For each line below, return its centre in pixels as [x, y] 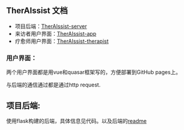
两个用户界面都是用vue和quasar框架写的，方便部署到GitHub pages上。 [93, 72]
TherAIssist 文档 [37, 11]
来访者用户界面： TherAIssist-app [56, 33]
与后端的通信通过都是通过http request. [53, 85]
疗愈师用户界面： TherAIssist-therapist [62, 41]
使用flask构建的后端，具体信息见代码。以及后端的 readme [76, 120]
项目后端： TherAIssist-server [51, 26]
